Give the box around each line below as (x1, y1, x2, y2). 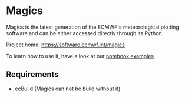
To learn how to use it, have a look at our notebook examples (6, 52, 154, 59)
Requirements (6, 69, 59, 80)
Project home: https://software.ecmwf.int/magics (6, 41, 125, 48)
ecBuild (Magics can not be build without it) (14, 85, 121, 92)
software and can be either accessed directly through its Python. (6, 29, 164, 36)
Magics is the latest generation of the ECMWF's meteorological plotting (6, 23, 180, 31)
